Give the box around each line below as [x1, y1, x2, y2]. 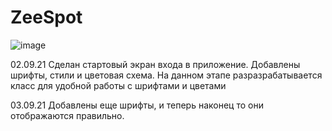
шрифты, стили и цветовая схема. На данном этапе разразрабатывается [10, 69, 323, 81]
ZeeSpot [10, 6, 83, 29]
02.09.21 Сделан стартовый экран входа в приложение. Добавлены [10, 58, 301, 70]
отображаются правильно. [10, 109, 125, 121]
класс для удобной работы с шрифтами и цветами [10, 79, 227, 91]
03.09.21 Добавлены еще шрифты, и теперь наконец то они [10, 99, 264, 111]
